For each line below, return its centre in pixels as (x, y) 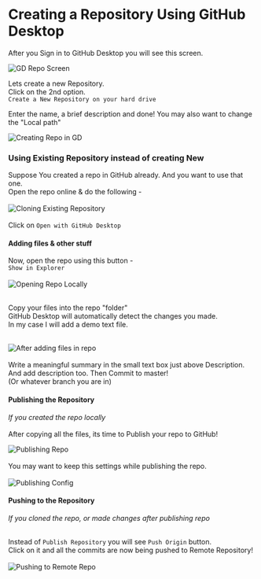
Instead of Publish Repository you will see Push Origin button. (110, 541)
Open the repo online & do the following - (75, 192)
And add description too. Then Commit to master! (88, 373)
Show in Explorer (37, 268)
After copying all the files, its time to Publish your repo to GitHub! (113, 433)
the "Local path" (35, 122)
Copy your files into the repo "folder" (68, 308)
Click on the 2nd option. (47, 91)
